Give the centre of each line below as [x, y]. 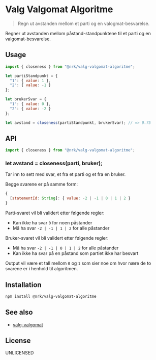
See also [19, 312]
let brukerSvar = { [26, 99]
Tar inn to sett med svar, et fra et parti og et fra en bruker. [66, 174]
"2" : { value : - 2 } [30, 109]
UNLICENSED [20, 353]
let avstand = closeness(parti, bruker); [54, 163]
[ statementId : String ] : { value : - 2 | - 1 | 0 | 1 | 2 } [70, 198]
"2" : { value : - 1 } [30, 85]
